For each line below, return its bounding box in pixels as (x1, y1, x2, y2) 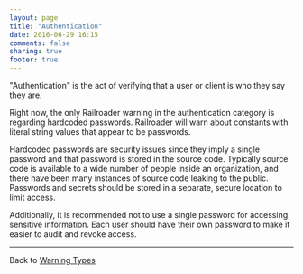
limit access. (9, 192, 56, 203)
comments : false (9, 38, 70, 48)
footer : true (9, 55, 59, 64)
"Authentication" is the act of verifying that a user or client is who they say (9, 80, 286, 90)
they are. (9, 90, 42, 100)
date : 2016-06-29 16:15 (9, 30, 99, 39)
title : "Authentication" (9, 22, 103, 31)
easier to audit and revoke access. (9, 229, 137, 240)
